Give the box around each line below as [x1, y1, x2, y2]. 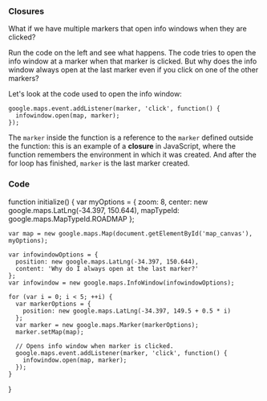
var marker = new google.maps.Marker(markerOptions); [15, 321, 199, 329]
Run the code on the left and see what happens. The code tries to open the [8, 48, 257, 58]
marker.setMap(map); [15, 328, 84, 336]
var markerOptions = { [15, 300, 91, 308]
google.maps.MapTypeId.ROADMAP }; [8, 214, 135, 223]
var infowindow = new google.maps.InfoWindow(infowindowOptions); [8, 279, 235, 287]
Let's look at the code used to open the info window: [8, 89, 182, 99]
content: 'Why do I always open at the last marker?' [15, 264, 199, 272]
